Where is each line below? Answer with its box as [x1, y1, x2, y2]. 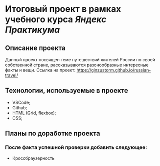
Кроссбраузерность [12, 155, 55, 161]
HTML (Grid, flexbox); [12, 110, 56, 116]
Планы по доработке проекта [5, 129, 100, 138]
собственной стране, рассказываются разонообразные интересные [5, 62, 149, 68]
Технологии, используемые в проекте [5, 87, 128, 95]
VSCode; [12, 99, 31, 105]
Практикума [5, 24, 60, 35]
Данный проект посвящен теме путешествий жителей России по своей [5, 57, 156, 62]
